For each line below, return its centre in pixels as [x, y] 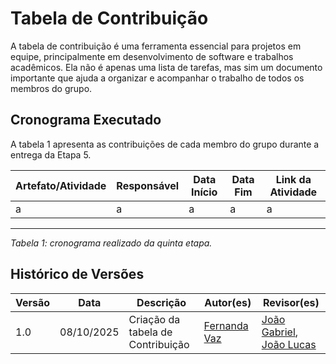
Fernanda [226, 325]
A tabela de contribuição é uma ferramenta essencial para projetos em [156, 46]
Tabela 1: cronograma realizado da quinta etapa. [111, 243]
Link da [293, 179]
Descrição [161, 302]
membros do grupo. [51, 88]
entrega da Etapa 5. [51, 154]
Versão [33, 302]
